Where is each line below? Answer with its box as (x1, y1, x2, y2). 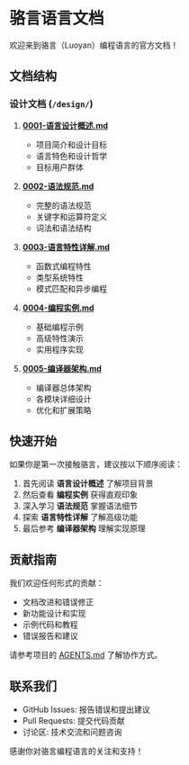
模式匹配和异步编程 (35, 283, 108, 293)
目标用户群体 (35, 161, 84, 172)
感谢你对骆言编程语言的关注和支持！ (9, 746, 144, 757)
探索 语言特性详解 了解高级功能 (22, 512, 138, 523)
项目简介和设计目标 (35, 139, 108, 149)
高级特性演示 (35, 332, 84, 343)
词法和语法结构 (35, 222, 92, 233)
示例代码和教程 (22, 619, 78, 630)
